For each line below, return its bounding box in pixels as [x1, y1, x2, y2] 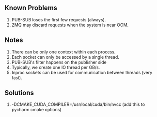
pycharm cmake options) [11, 107, 62, 113]
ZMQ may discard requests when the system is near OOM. [11, 22, 129, 28]
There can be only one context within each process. [11, 49, 116, 55]
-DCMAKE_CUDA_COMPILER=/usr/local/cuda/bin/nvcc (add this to [11, 101, 145, 107]
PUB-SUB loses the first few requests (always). [11, 17, 106, 22]
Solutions [4, 89, 34, 97]
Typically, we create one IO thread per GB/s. [11, 64, 100, 70]
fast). [11, 75, 22, 81]
